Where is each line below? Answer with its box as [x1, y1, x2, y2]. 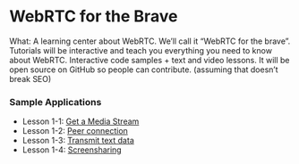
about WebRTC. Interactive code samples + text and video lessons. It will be [9, 54, 290, 65]
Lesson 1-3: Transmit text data [21, 135, 134, 146]
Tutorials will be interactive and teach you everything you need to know [9, 45, 273, 55]
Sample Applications [9, 95, 102, 108]
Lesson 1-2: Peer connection [21, 126, 128, 136]
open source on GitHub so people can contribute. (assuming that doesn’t [9, 64, 278, 75]
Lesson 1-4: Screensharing [21, 144, 123, 155]
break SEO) [9, 73, 52, 84]
